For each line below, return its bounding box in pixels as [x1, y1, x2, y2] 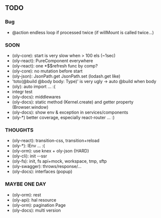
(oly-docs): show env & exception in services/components [12, 109, 129, 115]
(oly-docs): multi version [12, 207, 61, 213]
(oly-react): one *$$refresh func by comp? [12, 63, 98, 68]
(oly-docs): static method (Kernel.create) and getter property [12, 99, 134, 105]
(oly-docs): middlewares [12, 94, 61, 100]
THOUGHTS [5, 126, 34, 133]
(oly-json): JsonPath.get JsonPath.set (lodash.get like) [12, 73, 121, 79]
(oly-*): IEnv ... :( [12, 143, 45, 149]
